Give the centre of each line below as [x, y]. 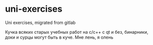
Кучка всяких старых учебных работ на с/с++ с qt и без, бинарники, [77, 32]
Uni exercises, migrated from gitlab [40, 22]
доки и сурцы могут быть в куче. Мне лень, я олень [59, 37]
